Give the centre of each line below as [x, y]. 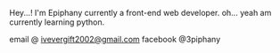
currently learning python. [57, 22]
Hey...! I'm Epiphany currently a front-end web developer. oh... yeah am [140, 13]
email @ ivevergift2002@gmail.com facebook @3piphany [115, 39]
